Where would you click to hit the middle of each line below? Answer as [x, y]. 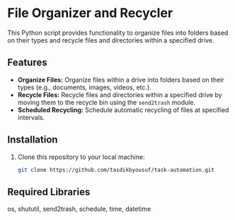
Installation [33, 140]
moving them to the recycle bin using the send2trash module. [107, 102]
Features [27, 63]
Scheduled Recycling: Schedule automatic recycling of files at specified [123, 110]
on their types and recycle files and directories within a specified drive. [111, 40]
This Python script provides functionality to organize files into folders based [118, 33]
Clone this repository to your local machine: [81, 157]
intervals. [31, 117]
